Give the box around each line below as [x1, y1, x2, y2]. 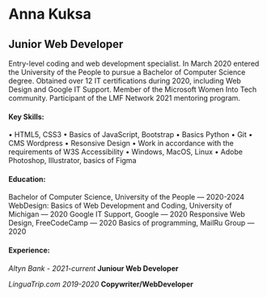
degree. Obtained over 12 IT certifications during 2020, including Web [8, 76, 241, 85]
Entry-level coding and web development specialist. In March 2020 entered [8, 58, 260, 68]
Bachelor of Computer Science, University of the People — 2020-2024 [8, 192, 245, 202]
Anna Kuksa [8, 5, 91, 24]
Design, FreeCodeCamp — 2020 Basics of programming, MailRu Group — [8, 218, 255, 228]
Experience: [8, 245, 50, 255]
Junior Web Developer [8, 37, 124, 51]
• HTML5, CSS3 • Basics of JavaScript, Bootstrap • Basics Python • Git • [8, 130, 253, 140]
